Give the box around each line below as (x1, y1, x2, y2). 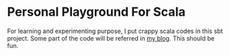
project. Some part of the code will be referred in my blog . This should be (7, 34, 215, 42)
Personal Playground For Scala (7, 4, 186, 20)
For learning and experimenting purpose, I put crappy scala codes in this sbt (7, 27, 223, 35)
